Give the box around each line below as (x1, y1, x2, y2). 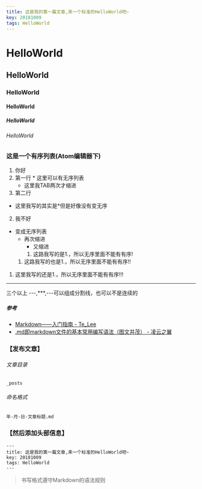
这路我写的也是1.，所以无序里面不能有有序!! (23, 258, 131, 266)
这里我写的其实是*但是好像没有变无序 (14, 202, 108, 209)
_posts (6, 380, 23, 386)
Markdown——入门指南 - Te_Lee (14, 321, 97, 328)
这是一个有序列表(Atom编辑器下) (6, 152, 101, 161)
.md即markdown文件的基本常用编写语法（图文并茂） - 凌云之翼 (14, 328, 173, 336)
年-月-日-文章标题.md (6, 414, 54, 420)
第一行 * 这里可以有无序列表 (14, 174, 84, 182)
